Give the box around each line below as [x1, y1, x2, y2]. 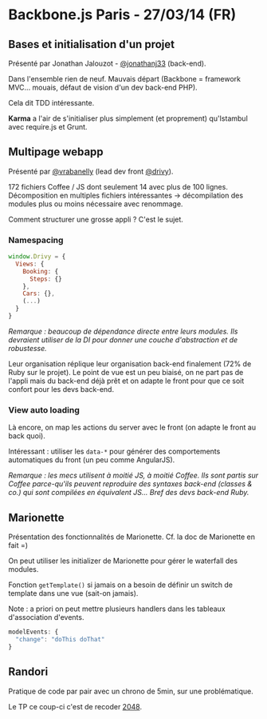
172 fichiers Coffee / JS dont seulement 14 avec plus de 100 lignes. [8, 182, 229, 191]
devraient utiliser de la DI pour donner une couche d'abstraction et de [8, 334, 238, 345]
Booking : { [22, 267, 59, 275]
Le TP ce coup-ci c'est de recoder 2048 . [8, 701, 142, 711]
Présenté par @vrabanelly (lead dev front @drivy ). [8, 166, 174, 176]
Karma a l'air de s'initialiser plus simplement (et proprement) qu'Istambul [8, 114, 249, 123]
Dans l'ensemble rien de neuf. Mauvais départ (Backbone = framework [8, 74, 241, 83]
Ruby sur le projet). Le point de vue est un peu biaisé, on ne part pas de [8, 367, 244, 377]
